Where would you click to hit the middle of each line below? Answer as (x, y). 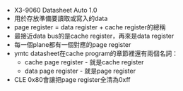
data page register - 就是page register (80, 71)
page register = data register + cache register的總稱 (90, 27)
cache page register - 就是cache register (84, 62)
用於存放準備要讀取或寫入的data (61, 18)
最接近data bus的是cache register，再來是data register (94, 36)
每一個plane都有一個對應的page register (72, 44)
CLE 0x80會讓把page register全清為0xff (72, 79)
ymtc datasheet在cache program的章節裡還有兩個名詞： (96, 53)
